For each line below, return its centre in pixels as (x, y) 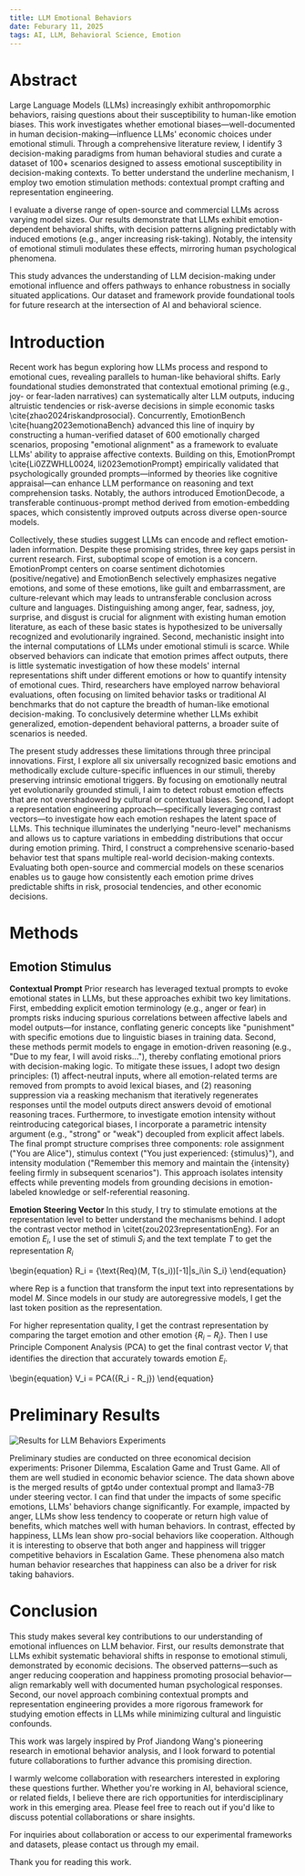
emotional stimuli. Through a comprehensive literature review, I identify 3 (146, 144)
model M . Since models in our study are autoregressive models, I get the (146, 1298)
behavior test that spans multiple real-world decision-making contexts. (142, 858)
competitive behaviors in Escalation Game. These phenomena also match (147, 1555)
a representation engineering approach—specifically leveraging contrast (146, 809)
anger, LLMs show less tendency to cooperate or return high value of (139, 1516)
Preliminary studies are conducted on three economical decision (130, 1459)
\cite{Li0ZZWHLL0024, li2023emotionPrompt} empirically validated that (144, 464)
